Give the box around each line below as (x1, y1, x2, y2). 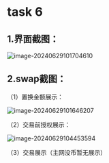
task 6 (7, 4, 43, 20)
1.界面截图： (7, 33, 59, 45)
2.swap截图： (7, 73, 67, 85)
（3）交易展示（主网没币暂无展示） (7, 148, 107, 156)
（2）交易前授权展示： (7, 121, 71, 129)
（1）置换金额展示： (7, 92, 63, 101)
